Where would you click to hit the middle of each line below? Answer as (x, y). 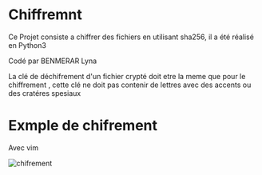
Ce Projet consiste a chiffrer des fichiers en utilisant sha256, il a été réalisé (131, 37)
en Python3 (27, 45)
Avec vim (23, 147)
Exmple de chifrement (83, 126)
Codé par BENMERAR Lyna (53, 61)
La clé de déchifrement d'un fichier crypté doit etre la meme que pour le (127, 76)
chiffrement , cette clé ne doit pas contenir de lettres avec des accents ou (130, 85)
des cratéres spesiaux (45, 93)
